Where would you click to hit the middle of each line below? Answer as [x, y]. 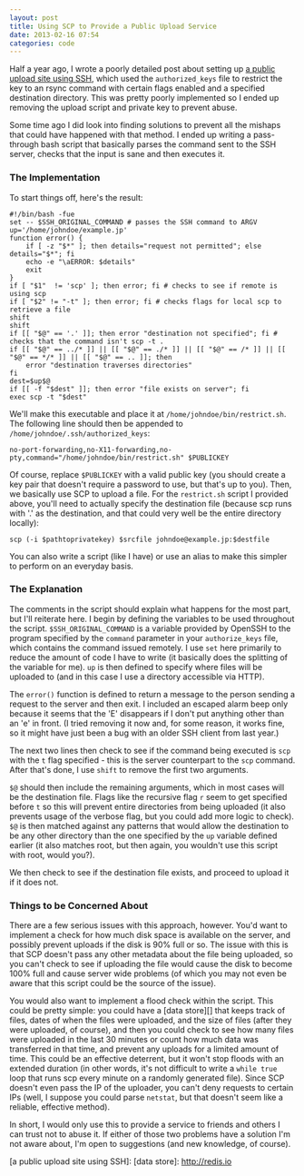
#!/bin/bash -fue [42, 214]
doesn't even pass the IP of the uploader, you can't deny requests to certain [152, 1088]
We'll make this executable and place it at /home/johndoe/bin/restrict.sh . [148, 413]
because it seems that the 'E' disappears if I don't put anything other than [147, 713]
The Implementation [55, 178]
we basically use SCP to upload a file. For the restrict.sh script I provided [149, 494]
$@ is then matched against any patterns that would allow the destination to [149, 825]
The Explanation [46, 589]
